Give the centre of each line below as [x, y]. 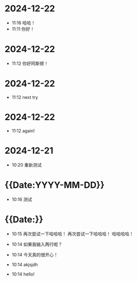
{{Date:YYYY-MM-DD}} [54, 185]
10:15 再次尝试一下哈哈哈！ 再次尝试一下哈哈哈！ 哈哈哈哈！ [73, 234]
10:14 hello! [23, 274]
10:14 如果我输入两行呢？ [37, 244]
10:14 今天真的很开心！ [35, 254]
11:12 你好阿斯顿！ [30, 63]
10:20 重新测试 [27, 165]
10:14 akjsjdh [25, 264]
